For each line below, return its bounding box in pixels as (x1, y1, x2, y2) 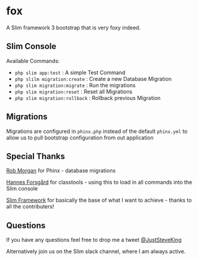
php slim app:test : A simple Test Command (14, 69, 126, 76)
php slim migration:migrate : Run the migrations (14, 81, 136, 89)
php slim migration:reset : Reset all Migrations (14, 88, 133, 95)
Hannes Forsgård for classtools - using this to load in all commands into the (6, 178, 193, 186)
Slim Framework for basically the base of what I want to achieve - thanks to (6, 196, 192, 204)
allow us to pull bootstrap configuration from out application (6, 133, 154, 141)
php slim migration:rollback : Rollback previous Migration (14, 94, 161, 101)
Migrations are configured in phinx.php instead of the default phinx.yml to (6, 128, 188, 135)
